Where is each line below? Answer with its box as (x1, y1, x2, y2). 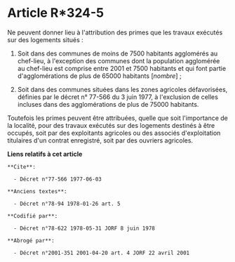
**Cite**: (7, 163, 36, 170)
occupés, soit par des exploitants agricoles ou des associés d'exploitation (7, 129, 221, 137)
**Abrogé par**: (7, 237, 55, 244)
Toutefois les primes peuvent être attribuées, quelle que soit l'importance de (7, 114, 228, 122)
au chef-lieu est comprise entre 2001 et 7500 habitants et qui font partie (17, 64, 227, 72)
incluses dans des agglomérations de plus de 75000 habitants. (17, 100, 199, 108)
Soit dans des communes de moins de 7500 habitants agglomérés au (17, 49, 218, 58)
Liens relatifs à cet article (7, 150, 83, 158)
